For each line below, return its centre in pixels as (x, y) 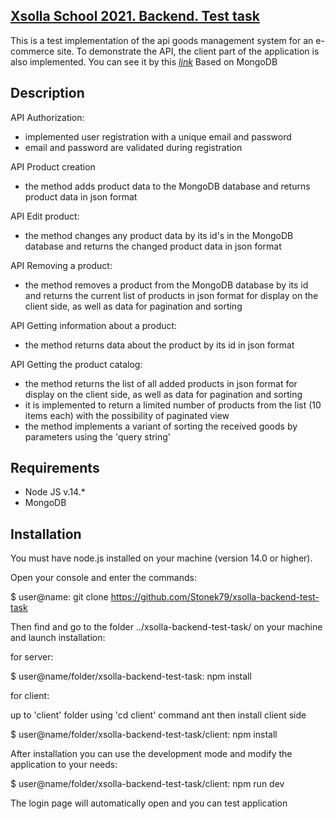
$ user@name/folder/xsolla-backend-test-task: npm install (131, 676)
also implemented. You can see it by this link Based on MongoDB (144, 61)
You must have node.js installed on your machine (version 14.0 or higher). (161, 558)
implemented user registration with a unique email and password (158, 136)
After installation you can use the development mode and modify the (151, 754)
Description (47, 93)
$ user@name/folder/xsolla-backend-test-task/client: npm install (144, 735)
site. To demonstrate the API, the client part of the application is (188, 51)
